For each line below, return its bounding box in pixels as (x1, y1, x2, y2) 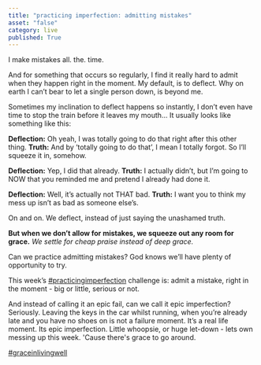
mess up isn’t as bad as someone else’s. (8, 198, 140, 208)
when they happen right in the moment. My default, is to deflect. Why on (8, 79, 244, 88)
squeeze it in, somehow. (8, 151, 87, 160)
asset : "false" (8, 19, 58, 27)
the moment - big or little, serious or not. (8, 284, 140, 293)
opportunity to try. (8, 260, 67, 270)
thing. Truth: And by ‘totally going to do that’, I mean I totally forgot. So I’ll (8, 142, 247, 152)
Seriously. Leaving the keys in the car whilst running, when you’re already (8, 308, 248, 317)
